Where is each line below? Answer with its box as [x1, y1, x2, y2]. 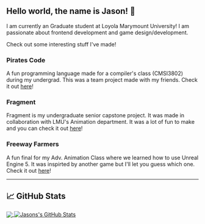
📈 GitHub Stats [6, 191, 66, 201]
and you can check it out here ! [6, 125, 83, 132]
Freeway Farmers [6, 140, 59, 148]
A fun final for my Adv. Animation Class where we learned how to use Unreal [6, 154, 199, 161]
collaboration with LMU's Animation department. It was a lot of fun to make [6, 118, 195, 126]
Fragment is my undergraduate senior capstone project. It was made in [6, 112, 185, 119]
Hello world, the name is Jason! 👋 [6, 6, 135, 16]
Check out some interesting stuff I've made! [6, 40, 117, 48]
